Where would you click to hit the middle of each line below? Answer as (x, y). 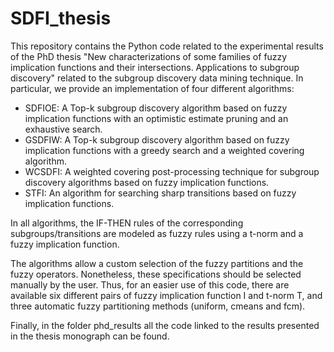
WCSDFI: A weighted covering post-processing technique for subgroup (172, 171)
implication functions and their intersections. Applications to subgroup (155, 67)
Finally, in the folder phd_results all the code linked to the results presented (165, 325)
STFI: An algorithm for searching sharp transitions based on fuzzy (160, 193)
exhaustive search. (63, 129)
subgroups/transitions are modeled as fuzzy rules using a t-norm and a (157, 233)
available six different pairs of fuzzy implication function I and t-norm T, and (166, 295)
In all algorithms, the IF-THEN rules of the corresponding (127, 223)
